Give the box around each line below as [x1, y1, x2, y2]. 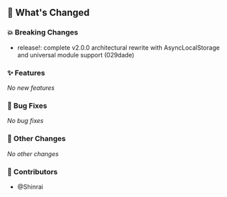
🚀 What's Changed [7, 7, 90, 19]
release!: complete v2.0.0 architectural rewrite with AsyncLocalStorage [17, 43, 220, 52]
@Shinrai [17, 182, 44, 191]
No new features [7, 84, 55, 92]
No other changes [7, 149, 59, 158]
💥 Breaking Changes [7, 28, 78, 37]
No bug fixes [7, 117, 44, 125]
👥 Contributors [7, 167, 58, 176]
